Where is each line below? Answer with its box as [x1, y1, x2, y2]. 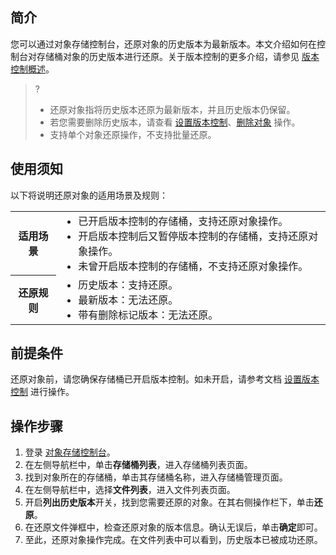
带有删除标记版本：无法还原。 [78, 308, 219, 322]
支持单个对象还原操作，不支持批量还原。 [49, 128, 217, 140]
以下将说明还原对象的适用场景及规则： [10, 189, 168, 201]
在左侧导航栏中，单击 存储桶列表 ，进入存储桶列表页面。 [24, 459, 253, 471]
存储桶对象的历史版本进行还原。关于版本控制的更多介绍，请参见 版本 [36, 50, 320, 62]
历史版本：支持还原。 [78, 278, 179, 292]
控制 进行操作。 [10, 386, 75, 398]
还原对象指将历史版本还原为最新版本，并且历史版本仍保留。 [49, 103, 296, 115]
